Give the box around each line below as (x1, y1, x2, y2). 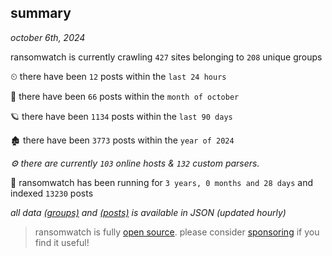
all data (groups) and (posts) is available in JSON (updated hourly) (10, 206, 287, 218)
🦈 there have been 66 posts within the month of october (10, 90, 240, 102)
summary (10, 5, 72, 22)
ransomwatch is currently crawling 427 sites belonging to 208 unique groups (10, 51, 323, 63)
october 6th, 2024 (10, 31, 86, 43)
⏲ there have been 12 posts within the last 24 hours (10, 70, 227, 82)
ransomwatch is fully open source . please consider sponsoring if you (34, 226, 320, 238)
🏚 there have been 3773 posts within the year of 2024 (10, 134, 235, 146)
